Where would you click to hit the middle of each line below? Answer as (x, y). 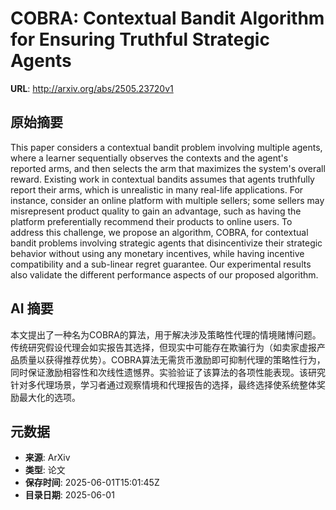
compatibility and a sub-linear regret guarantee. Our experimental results (161, 264)
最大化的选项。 (49, 397)
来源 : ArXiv (47, 458)
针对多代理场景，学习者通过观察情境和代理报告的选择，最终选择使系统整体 (163, 384)
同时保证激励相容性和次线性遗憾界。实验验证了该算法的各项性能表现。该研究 (168, 372)
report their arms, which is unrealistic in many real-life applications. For (157, 189)
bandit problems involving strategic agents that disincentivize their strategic (166, 243)
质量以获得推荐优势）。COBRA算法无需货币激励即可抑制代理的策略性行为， (172, 359)
